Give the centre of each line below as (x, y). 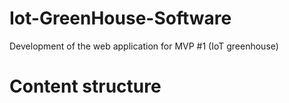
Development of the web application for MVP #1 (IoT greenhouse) (144, 46)
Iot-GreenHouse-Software (120, 18)
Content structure (85, 86)
